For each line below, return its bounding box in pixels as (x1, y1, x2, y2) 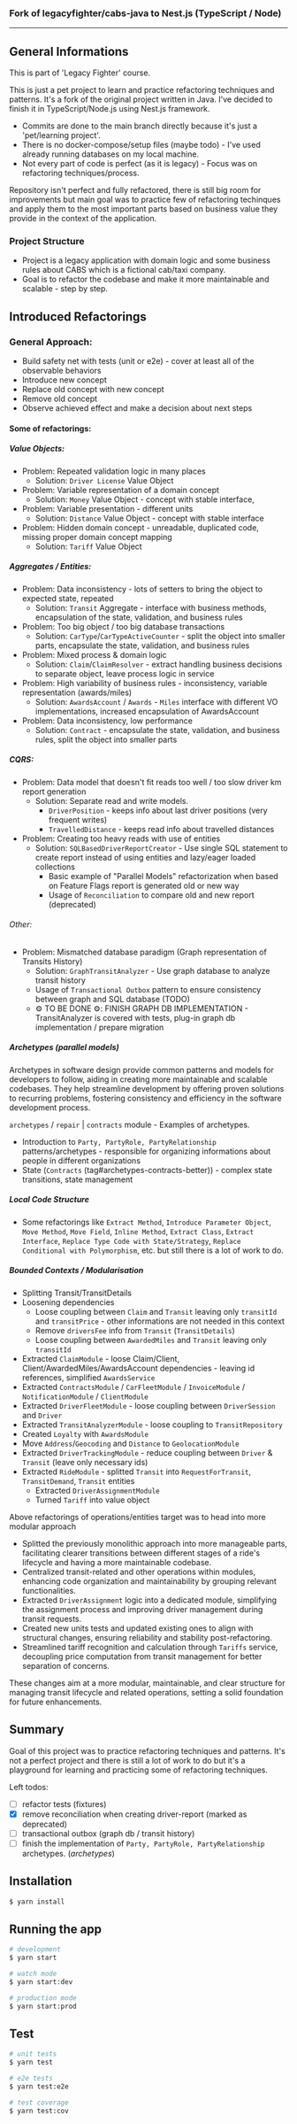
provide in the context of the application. (9, 213, 157, 224)
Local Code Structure (9, 1194, 90, 1205)
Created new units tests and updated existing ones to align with (21, 1623, 254, 1634)
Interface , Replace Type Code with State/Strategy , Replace (21, 1235, 241, 1246)
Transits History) (21, 955, 83, 967)
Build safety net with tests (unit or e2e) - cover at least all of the (21, 356, 255, 367)
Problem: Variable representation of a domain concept (21, 484, 219, 495)
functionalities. (21, 1585, 77, 1595)
